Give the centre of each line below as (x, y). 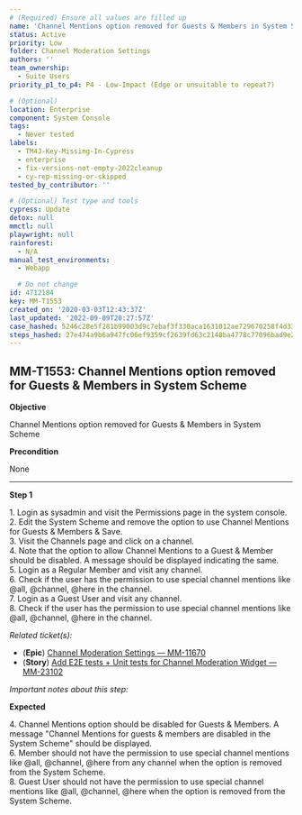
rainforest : (31, 243)
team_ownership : (40, 69)
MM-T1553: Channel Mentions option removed (143, 371)
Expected (28, 707)
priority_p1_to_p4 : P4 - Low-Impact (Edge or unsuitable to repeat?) (142, 85)
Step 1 (21, 495)
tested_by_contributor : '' (60, 185)
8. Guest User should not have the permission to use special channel (137, 782)
